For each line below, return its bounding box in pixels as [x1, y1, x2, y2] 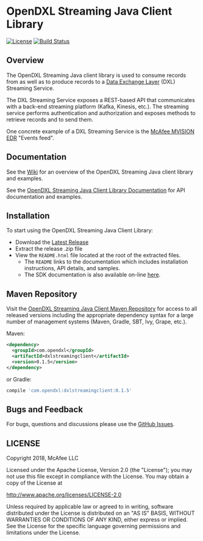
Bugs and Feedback [6, 404, 84, 414]
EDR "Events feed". [6, 134, 55, 141]
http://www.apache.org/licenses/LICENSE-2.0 [6, 491, 122, 499]
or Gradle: [6, 375, 32, 383]
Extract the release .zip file [15, 245, 83, 252]
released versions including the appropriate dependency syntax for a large [6, 312, 194, 319]
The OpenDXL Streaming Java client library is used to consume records [6, 72, 187, 79]
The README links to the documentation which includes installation [24, 258, 188, 265]
